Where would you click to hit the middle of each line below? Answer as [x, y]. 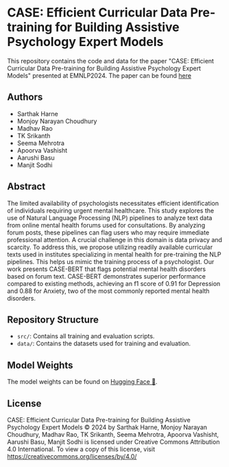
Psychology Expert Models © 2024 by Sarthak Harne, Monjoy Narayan [107, 427]
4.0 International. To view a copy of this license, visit [81, 449]
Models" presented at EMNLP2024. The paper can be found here [99, 75]
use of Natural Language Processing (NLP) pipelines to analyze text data [110, 217]
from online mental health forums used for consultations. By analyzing [106, 225]
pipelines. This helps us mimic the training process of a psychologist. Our [111, 261]
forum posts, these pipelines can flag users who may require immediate [108, 232]
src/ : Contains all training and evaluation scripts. [86, 336]
